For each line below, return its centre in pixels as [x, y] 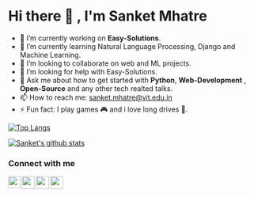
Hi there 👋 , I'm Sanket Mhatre [108, 16]
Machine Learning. [50, 55]
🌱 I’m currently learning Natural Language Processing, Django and [127, 46]
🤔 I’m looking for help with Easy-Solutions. [89, 71]
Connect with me [42, 163]
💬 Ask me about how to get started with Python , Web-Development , [133, 80]
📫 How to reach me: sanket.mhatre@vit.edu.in [96, 97]
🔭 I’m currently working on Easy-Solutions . [90, 38]
